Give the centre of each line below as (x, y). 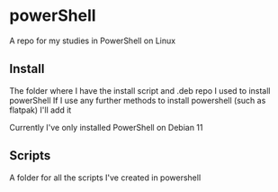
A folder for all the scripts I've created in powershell (105, 178)
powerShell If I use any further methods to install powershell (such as (138, 100)
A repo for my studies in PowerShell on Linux (93, 41)
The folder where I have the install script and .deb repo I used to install (140, 90)
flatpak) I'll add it (40, 110)
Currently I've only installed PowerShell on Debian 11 (106, 127)
